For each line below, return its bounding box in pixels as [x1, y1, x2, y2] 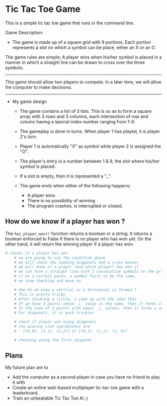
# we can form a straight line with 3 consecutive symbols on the [14, 269, 155, 274]
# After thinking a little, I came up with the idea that [14, 297, 137, 302]
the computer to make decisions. [5, 84, 73, 90]
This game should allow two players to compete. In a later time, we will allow [5, 79, 162, 85]
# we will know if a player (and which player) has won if [14, 264, 139, 269]
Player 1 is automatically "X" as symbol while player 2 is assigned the [19, 143, 162, 149]
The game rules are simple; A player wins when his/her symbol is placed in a [5, 54, 162, 60]
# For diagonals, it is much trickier [14, 311, 94, 316]
